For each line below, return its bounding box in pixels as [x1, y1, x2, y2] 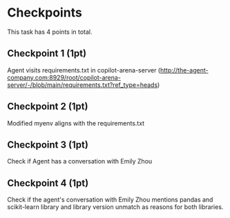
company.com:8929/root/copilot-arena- [7, 73, 121, 81]
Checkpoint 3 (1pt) [7, 139, 88, 150]
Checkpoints [7, 5, 83, 21]
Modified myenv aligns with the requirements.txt [7, 119, 145, 127]
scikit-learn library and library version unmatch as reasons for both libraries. [7, 203, 224, 211]
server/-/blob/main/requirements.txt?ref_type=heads [7, 81, 158, 89]
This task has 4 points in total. [7, 28, 93, 36]
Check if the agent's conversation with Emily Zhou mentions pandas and [7, 195, 213, 204]
